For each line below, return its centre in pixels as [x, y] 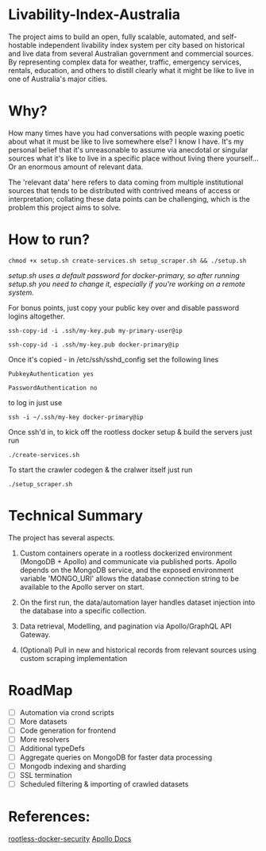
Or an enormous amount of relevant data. [76, 166]
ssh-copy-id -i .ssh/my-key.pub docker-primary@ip [94, 344]
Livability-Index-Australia [94, 15]
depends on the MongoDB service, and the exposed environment [127, 570]
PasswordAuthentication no [53, 388]
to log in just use [35, 402]
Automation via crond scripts [67, 712]
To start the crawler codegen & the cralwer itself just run [100, 470]
